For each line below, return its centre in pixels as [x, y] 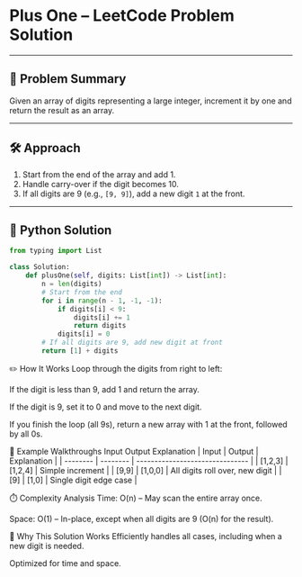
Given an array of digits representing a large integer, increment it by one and [151, 101]
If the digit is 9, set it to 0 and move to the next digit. [106, 407]
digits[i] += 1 [102, 317]
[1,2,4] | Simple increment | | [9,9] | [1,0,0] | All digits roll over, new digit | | [146, 470]
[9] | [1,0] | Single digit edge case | [73, 480]
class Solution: [40, 267]
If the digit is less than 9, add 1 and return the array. [105, 389]
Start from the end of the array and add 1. [99, 174]
